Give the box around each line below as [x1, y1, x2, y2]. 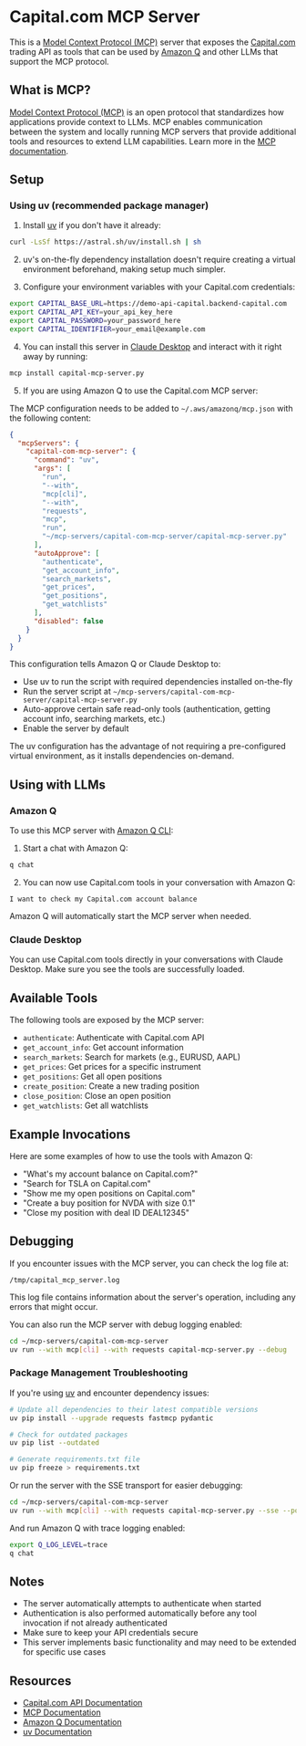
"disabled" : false [33, 616, 104, 626]
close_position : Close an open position [22, 1091, 171, 1102]
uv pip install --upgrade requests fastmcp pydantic [9, 1413, 214, 1423]
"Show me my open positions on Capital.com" [22, 1187, 196, 1198]
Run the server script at [22, 686, 111, 697]
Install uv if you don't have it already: [22, 220, 161, 231]
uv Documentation [22, 1727, 93, 1738]
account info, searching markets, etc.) [22, 714, 166, 725]
